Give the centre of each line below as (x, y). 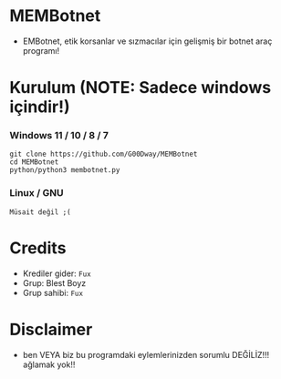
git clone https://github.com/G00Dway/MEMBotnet (104, 154)
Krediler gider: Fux (57, 273)
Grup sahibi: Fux (53, 292)
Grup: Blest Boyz (54, 282)
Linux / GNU (36, 193)
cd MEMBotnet (34, 162)
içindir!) (40, 107)
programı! (41, 50)
